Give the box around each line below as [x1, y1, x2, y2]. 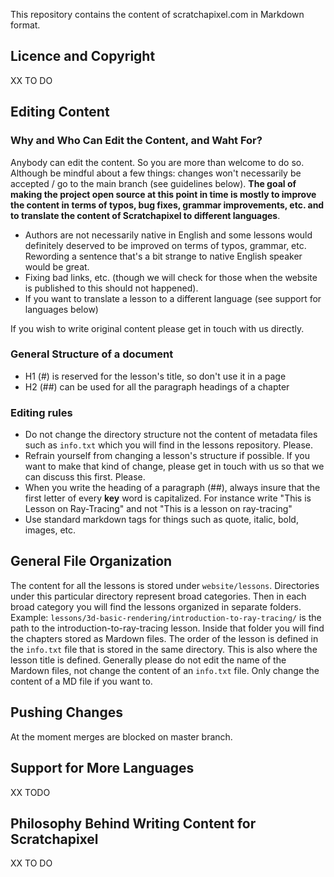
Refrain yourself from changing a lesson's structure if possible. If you [24, 450, 310, 462]
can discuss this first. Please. [24, 471, 146, 483]
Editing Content [10, 104, 110, 121]
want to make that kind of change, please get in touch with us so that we [24, 460, 325, 473]
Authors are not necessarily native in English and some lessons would [24, 229, 313, 241]
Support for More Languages [10, 760, 195, 777]
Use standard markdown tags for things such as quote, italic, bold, [24, 514, 299, 526]
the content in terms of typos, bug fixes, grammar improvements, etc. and [10, 199, 325, 211]
